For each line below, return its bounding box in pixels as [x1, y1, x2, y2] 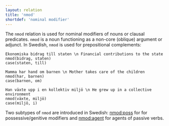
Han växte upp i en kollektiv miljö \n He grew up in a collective [5, 87, 152, 92]
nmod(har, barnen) [5, 74, 44, 79]
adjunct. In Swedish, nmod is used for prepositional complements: [5, 42, 141, 48]
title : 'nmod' [5, 12, 36, 17]
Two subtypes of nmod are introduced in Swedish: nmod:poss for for [5, 110, 148, 116]
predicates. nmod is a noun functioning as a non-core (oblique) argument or [5, 36, 162, 42]
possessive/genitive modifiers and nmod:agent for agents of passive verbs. [5, 115, 164, 121]
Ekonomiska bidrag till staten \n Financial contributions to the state [5, 52, 163, 57]
